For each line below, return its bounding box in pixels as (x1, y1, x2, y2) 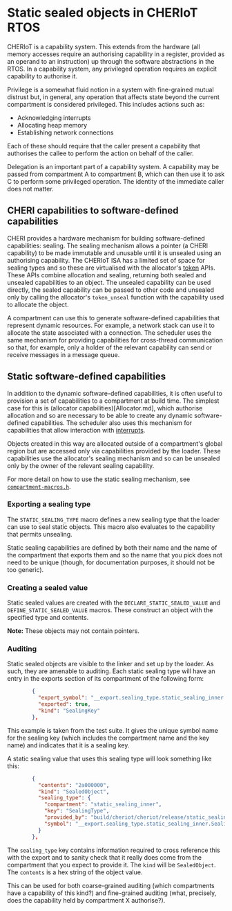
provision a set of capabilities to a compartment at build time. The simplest (7, 397, 220, 405)
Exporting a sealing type (7, 499, 91, 509)
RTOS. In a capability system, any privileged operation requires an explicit (7, 64, 217, 73)
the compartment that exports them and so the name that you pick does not (7, 550, 223, 559)
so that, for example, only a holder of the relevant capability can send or (7, 343, 213, 352)
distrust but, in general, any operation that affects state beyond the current (7, 92, 220, 101)
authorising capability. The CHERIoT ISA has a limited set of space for (7, 256, 205, 264)
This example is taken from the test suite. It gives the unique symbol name (7, 726, 219, 734)
